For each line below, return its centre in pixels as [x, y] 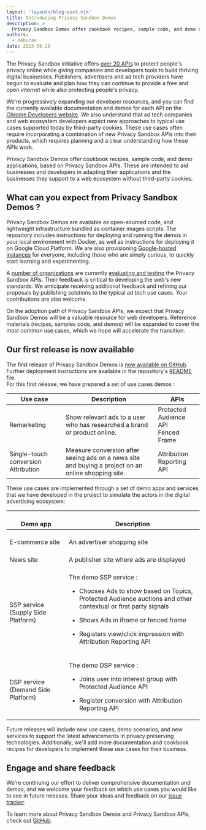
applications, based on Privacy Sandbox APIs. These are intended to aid [97, 165]
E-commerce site [35, 541]
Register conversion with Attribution [131, 700]
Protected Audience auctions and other [135, 598]
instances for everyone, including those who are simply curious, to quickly [100, 254]
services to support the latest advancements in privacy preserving [90, 736]
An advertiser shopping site [108, 541]
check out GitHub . [29, 821]
